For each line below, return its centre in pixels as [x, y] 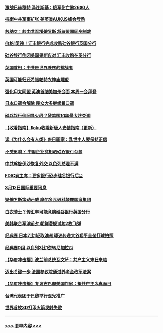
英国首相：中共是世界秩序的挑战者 [39, 67]
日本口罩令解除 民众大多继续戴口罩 [40, 103]
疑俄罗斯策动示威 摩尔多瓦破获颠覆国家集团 [48, 200]
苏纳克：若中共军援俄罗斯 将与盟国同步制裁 [48, 31]
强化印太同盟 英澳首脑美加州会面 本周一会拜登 [51, 91]
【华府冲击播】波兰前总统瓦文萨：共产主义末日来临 [56, 260]
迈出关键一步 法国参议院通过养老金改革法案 [48, 271]
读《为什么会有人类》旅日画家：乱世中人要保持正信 [56, 140]
